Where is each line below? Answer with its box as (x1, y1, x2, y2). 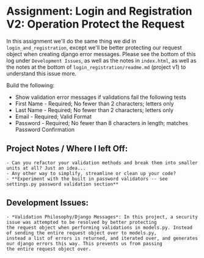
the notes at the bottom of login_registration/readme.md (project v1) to (6, 63, 186, 71)
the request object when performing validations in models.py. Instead (6, 224, 192, 231)
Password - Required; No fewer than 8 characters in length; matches (15, 119, 188, 126)
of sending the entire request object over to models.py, (6, 230, 157, 236)
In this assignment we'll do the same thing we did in (6, 37, 136, 45)
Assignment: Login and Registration (6, 4, 192, 18)
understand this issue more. (6, 70, 77, 77)
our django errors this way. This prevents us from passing (6, 240, 163, 246)
